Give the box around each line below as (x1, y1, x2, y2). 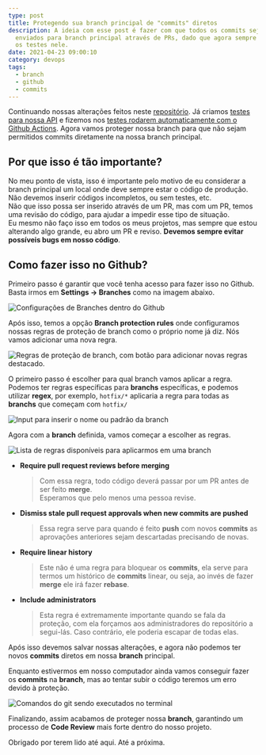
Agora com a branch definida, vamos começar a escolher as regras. (8, 430, 231, 440)
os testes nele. (15, 41, 69, 49)
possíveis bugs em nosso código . (8, 235, 121, 245)
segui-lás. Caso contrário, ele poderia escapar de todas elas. (39, 627, 239, 636)
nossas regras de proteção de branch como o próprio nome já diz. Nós (8, 326, 240, 336)
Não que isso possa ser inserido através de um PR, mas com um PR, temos (8, 201, 253, 211)
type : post (8, 11, 44, 20)
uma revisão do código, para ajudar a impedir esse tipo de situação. (8, 210, 230, 219)
